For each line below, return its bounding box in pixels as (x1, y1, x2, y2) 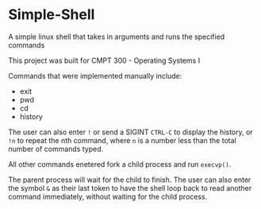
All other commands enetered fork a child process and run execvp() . (8, 159, 232, 168)
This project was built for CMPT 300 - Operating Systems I (8, 56, 201, 65)
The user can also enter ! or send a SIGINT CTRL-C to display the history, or (8, 127, 253, 137)
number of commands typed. (8, 144, 104, 153)
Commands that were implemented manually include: (8, 71, 182, 80)
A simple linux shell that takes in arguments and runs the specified (8, 32, 225, 41)
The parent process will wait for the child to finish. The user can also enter (8, 175, 251, 184)
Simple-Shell (8, 6, 95, 24)
